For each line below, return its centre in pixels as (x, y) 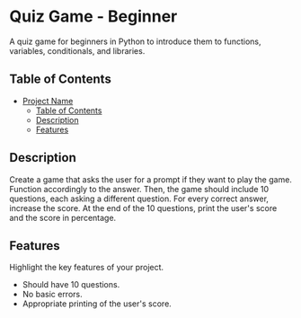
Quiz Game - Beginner (93, 17)
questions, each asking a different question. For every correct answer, (139, 199)
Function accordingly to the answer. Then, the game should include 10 (139, 189)
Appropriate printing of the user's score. (97, 304)
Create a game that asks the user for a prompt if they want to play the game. (150, 179)
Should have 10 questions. (71, 285)
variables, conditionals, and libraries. (77, 50)
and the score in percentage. (63, 217)
